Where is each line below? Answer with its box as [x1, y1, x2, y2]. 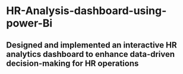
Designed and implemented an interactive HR [6, 40, 177, 50]
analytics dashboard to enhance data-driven [6, 49, 175, 59]
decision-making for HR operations [6, 58, 139, 68]
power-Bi [6, 16, 53, 30]
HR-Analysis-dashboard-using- [6, 4, 167, 18]
